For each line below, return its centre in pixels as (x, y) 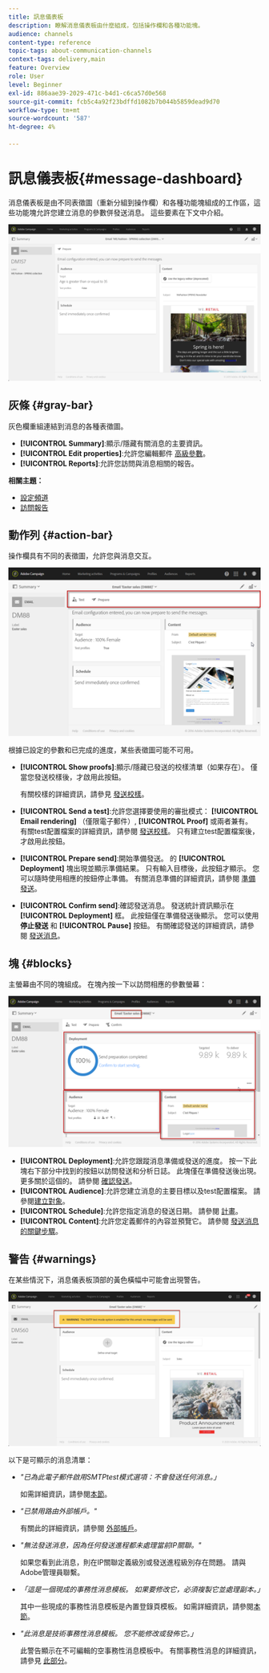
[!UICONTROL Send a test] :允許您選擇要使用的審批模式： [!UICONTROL (139, 812)
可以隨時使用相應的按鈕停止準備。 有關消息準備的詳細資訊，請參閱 (130, 878)
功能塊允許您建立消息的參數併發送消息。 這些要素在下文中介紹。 (121, 212)
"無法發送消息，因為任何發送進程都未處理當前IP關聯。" (110, 1545)
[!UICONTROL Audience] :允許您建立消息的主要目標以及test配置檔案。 (136, 1191)
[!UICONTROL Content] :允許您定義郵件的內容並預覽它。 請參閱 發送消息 (139, 1221)
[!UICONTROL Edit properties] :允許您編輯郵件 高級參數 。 (115, 453)
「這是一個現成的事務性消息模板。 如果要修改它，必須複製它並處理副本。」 (142, 1590)
